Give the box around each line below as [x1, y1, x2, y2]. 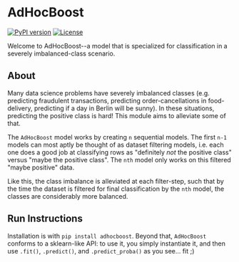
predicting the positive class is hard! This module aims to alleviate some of [7, 111, 226, 120]
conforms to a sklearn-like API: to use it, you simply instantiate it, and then [7, 239, 226, 248]
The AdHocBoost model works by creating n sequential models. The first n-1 [7, 132, 227, 141]
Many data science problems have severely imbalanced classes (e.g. [7, 88, 210, 97]
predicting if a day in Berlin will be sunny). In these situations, [34, 104, 215, 112]
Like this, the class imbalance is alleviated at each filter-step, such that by [7, 177, 225, 185]
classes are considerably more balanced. [7, 192, 128, 200]
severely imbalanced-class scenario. [7, 49, 116, 58]
